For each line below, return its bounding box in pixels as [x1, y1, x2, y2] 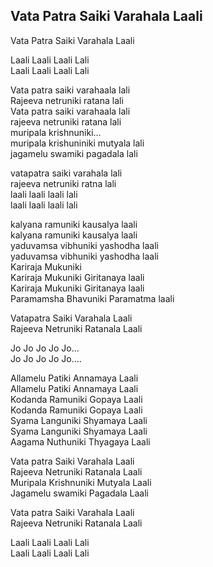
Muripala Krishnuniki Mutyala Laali [10, 476, 152, 488]
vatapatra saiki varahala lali [10, 167, 123, 179]
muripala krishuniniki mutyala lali [10, 137, 145, 149]
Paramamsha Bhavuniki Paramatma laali [10, 292, 175, 304]
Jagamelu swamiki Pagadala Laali [10, 487, 149, 499]
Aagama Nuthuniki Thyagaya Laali [10, 435, 151, 448]
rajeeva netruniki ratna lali [10, 177, 117, 189]
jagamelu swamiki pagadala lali [10, 147, 138, 159]
